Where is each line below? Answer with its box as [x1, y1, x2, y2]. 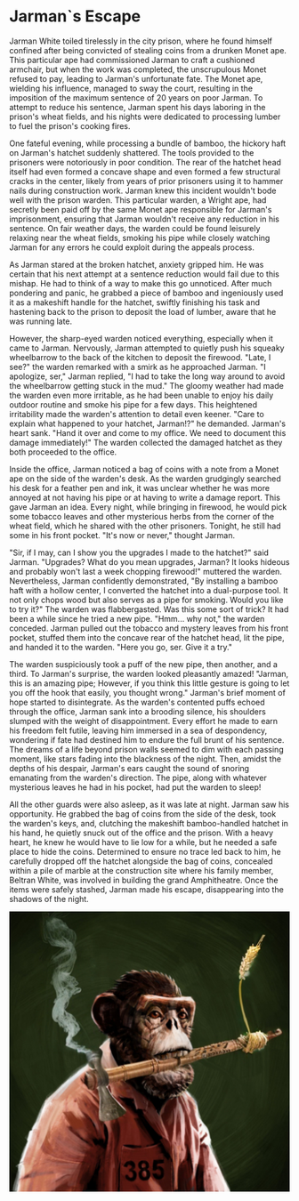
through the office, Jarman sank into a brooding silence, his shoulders [9, 705, 267, 717]
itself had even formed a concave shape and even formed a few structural [9, 166, 280, 177]
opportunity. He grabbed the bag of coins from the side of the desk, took [9, 808, 277, 819]
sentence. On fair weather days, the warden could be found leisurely [9, 222, 261, 233]
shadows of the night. [9, 893, 89, 904]
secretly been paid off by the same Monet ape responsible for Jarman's [9, 204, 272, 214]
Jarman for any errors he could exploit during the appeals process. [9, 242, 255, 253]
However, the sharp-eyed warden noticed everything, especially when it [9, 333, 274, 343]
